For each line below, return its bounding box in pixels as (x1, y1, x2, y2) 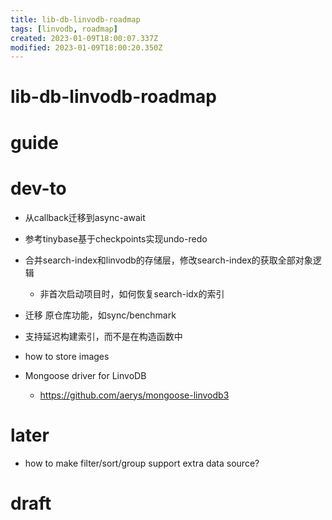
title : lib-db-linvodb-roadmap (10, 14, 141, 25)
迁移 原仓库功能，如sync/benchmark (24, 309, 177, 321)
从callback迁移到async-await (24, 211, 146, 223)
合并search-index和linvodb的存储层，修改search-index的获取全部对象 (24, 254, 313, 266)
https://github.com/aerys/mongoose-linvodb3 (39, 389, 230, 401)
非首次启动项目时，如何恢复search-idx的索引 (39, 287, 225, 300)
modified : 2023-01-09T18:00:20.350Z (10, 42, 163, 53)
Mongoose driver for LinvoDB (24, 369, 147, 381)
